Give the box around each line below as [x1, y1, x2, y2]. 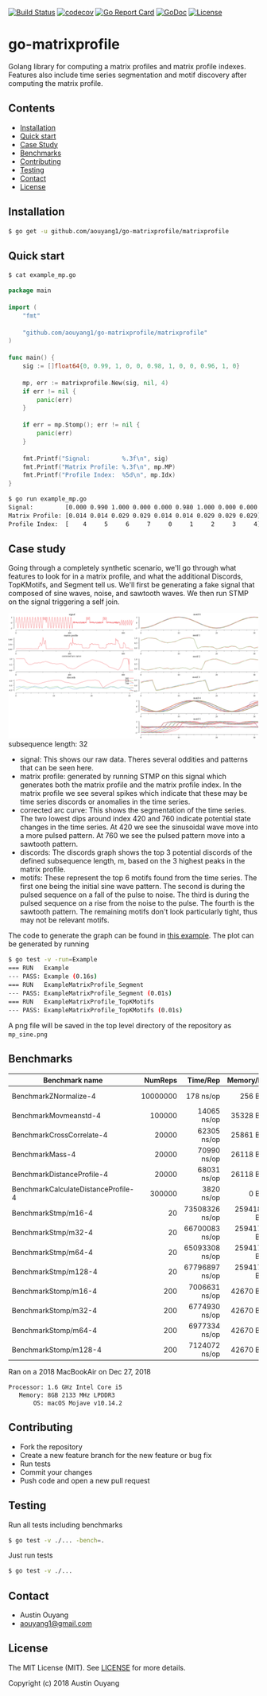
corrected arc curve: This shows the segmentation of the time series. [19, 805, 246, 815]
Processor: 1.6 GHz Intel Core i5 [8, 1383, 123, 1391]
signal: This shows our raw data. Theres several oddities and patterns [19, 754, 249, 764]
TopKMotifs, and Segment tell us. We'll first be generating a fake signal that [8, 580, 255, 590]
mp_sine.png [8, 1031, 48, 1039]
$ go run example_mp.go [8, 495, 87, 503]
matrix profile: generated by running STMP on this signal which [19, 772, 226, 782]
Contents [8, 102, 56, 115]
